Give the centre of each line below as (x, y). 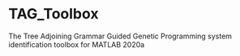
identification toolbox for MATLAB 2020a (77, 44)
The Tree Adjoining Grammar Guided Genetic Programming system (120, 36)
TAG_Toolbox (54, 14)
